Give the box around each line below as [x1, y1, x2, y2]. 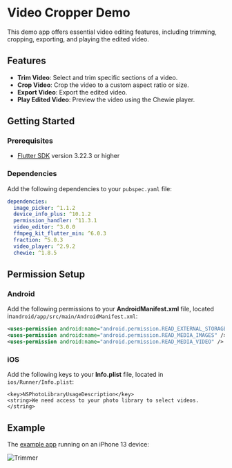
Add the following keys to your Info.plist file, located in [7, 371, 164, 379]
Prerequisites [7, 136, 53, 146]
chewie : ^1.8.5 [13, 249, 57, 256]
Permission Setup [7, 269, 85, 280]
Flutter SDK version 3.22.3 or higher [17, 152, 120, 160]
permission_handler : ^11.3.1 [13, 217, 97, 224]
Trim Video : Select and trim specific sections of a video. [17, 73, 178, 81]
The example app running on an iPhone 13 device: [7, 440, 150, 449]
